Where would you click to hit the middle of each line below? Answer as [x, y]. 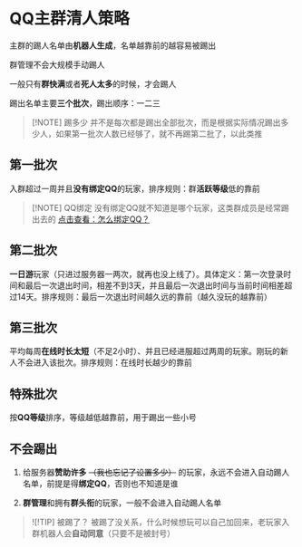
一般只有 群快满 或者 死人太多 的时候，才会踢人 [93, 83]
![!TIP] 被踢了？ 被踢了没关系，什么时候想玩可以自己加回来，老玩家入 [161, 522]
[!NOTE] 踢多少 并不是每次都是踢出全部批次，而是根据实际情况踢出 [156, 122]
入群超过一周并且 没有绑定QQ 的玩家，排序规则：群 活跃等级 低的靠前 [135, 188]
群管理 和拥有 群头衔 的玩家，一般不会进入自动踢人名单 [122, 503]
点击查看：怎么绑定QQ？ [104, 219]
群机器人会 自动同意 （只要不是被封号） [103, 533]
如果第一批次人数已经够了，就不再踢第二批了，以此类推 [159, 133]
